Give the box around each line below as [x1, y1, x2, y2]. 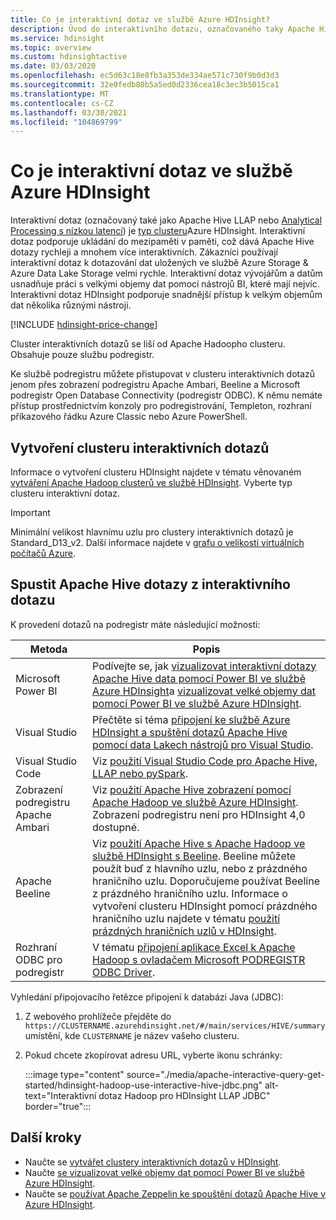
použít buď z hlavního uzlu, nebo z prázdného [92, 861, 308, 875]
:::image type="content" [24, 1068, 125, 1080]
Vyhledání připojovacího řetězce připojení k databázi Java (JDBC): [10, 991, 284, 1003]
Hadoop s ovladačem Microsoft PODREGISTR [92, 952, 306, 966]
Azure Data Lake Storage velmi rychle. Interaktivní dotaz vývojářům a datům [10, 267, 323, 280]
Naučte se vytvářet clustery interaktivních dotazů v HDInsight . [24, 1156, 282, 1168]
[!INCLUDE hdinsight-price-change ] [10, 319, 158, 331]
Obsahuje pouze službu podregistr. [10, 349, 155, 361]
